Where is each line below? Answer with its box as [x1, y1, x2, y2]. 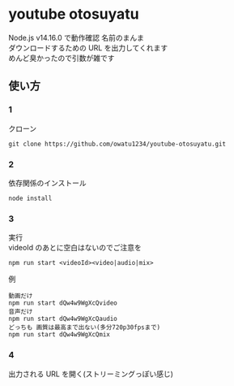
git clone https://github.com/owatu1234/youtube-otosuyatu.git [8, 140, 227, 148]
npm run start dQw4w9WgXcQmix [8, 331, 111, 339]
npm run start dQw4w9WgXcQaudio [8, 314, 117, 323]
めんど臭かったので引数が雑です [8, 53, 115, 63]
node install [8, 194, 53, 202]
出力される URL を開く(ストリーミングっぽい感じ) [8, 369, 174, 379]
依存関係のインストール [8, 178, 87, 188]
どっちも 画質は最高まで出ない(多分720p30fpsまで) [8, 323, 160, 332]
